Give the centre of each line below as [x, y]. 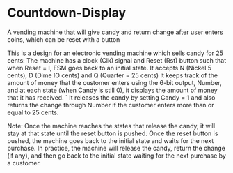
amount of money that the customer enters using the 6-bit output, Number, [115, 82]
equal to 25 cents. [33, 112]
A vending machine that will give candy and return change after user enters [115, 32]
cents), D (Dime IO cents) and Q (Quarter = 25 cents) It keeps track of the [112, 75]
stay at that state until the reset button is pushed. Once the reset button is [113, 133]
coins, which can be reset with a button [64, 39]
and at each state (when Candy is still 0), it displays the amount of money [112, 90]
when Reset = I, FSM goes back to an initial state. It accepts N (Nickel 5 [110, 68]
